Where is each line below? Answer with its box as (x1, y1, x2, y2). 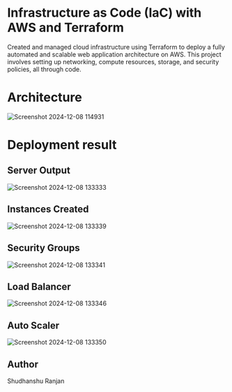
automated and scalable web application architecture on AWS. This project (7, 50, 222, 59)
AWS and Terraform (7, 20, 124, 36)
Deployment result (7, 137, 117, 153)
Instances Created (7, 204, 89, 216)
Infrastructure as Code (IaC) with (7, 5, 202, 21)
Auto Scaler (7, 319, 60, 331)
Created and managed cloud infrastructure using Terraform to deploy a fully (7, 43, 225, 51)
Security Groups (7, 242, 80, 254)
